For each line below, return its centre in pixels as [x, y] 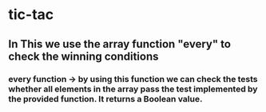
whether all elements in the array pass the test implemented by [133, 89]
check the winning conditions [83, 56]
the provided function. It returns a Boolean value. [105, 98]
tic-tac [31, 15]
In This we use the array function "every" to [120, 44]
